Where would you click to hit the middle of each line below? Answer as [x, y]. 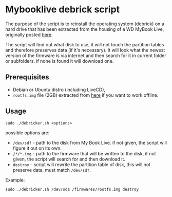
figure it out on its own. [37, 148]
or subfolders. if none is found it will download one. [60, 61]
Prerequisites [27, 77]
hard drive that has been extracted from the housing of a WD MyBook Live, [85, 29]
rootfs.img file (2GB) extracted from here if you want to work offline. [85, 95]
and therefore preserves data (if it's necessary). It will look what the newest [85, 50]
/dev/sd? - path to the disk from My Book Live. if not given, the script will [90, 142]
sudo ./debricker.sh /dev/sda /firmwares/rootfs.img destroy [72, 189]
